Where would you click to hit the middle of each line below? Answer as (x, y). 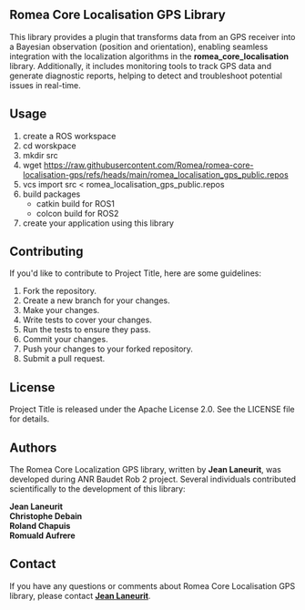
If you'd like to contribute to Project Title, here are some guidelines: (136, 273)
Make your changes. (61, 310)
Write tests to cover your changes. (87, 320)
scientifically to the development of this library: (97, 489)
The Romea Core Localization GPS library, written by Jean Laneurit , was (146, 470)
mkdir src (41, 155)
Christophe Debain (46, 516)
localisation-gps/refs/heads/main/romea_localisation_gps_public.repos (155, 174)
